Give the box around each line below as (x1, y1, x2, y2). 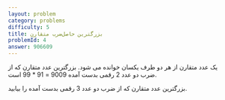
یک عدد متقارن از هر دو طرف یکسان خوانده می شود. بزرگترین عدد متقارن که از (8, 63, 218, 71)
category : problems (8, 17, 66, 24)
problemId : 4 (8, 37, 47, 44)
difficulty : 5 (8, 23, 50, 30)
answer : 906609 (8, 43, 53, 50)
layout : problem (8, 10, 56, 18)
